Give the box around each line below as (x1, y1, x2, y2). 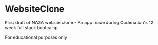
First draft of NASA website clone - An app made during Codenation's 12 (5, 20, 154, 25)
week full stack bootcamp (5, 24, 58, 30)
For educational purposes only (5, 34, 68, 40)
